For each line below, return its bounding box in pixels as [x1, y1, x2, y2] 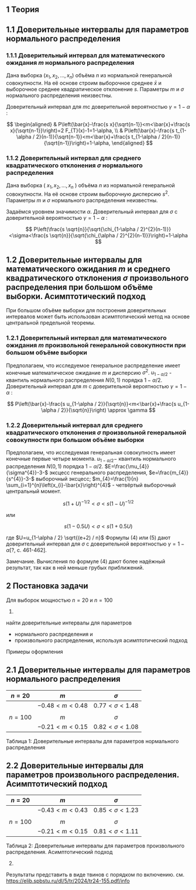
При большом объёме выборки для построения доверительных [6, 307, 167, 314]
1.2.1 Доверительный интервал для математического [6, 334, 167, 342]
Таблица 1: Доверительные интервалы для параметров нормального [6, 737, 179, 744]
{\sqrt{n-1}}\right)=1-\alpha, [43, 139, 111, 146]
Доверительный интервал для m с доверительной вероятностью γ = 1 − [6, 383, 187, 390]
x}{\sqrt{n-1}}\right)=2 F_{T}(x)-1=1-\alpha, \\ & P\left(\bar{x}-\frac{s [9, 127, 175, 134]
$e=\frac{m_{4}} [149, 469, 189, 476]
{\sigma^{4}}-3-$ [6, 469, 49, 476]
